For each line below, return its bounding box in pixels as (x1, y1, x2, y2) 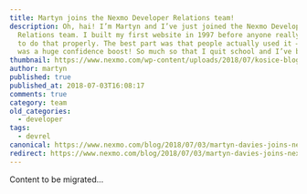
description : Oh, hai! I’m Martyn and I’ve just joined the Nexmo (9, 22, 268, 31)
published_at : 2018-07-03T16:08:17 (9, 81, 145, 90)
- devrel (17, 132, 51, 141)
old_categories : (9, 107, 71, 116)
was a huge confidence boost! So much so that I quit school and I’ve (17, 47, 292, 56)
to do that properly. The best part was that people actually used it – (17, 38, 301, 48)
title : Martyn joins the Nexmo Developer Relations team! (9, 13, 235, 23)
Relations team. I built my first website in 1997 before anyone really (17, 30, 301, 39)
